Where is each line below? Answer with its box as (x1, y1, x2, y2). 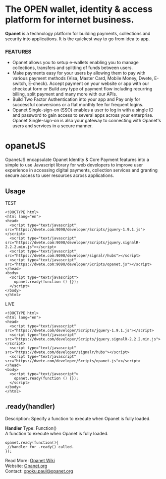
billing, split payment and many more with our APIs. (12, 91, 117, 97)
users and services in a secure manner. (12, 123, 93, 129)
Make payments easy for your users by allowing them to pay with (12, 70, 146, 76)
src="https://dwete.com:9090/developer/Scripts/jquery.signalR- (5, 240, 141, 245)
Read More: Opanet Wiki (5, 457, 55, 463)
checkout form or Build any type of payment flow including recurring (12, 86, 153, 92)
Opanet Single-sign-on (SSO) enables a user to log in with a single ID (12, 107, 154, 113)
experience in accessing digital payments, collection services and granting (5, 167, 158, 173)
